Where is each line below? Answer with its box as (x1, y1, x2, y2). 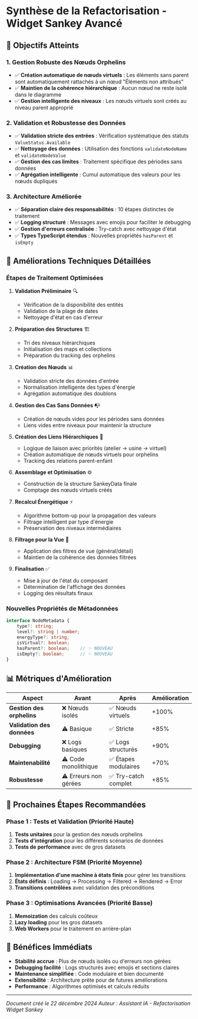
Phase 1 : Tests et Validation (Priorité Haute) (6, 817, 134, 825)
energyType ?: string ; (16, 634, 70, 640)
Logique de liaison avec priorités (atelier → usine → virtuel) (23, 445, 167, 452)
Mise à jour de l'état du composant (23, 577, 108, 584)
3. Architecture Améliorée (6, 192, 82, 201)
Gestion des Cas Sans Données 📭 (14, 402, 100, 409)
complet (108, 779, 132, 788)
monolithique (61, 762, 98, 770)
